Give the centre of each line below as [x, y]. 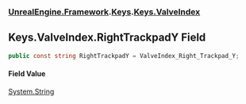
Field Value [27, 74]
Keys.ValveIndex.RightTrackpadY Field [107, 38]
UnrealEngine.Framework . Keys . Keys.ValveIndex [104, 12]
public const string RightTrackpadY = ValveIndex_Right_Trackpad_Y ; [124, 56]
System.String [31, 91]
